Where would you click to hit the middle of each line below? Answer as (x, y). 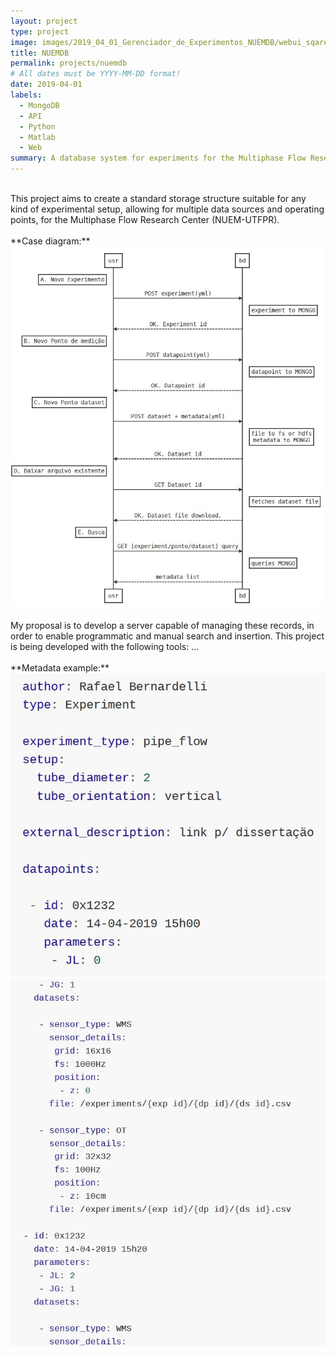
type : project (40, 31)
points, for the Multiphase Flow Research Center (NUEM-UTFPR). (145, 219)
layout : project (44, 21)
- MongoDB (39, 105)
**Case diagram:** (50, 241)
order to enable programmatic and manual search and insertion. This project (167, 636)
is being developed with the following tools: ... (105, 647)
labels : (26, 95)
